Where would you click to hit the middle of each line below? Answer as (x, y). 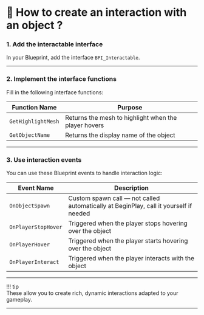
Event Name (36, 188)
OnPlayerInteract (34, 262)
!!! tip (13, 287)
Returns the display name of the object (120, 135)
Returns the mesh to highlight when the (121, 117)
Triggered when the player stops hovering (128, 223)
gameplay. (19, 300)
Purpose (130, 107)
